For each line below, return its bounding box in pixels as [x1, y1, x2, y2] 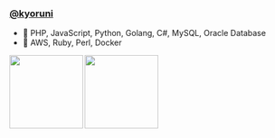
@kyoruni [9, 7, 54, 20]
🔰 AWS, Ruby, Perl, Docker [22, 37, 122, 48]
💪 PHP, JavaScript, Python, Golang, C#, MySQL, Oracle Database [22, 28, 267, 39]
